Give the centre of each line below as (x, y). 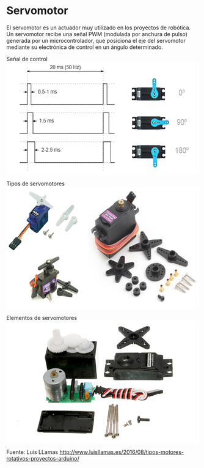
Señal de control (27, 59)
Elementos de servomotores (42, 318)
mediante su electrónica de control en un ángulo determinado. (85, 47)
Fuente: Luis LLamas (32, 452)
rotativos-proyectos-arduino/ (43, 458)
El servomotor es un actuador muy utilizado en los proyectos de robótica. (99, 28)
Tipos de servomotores (36, 184)
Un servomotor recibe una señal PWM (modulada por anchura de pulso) (97, 34)
